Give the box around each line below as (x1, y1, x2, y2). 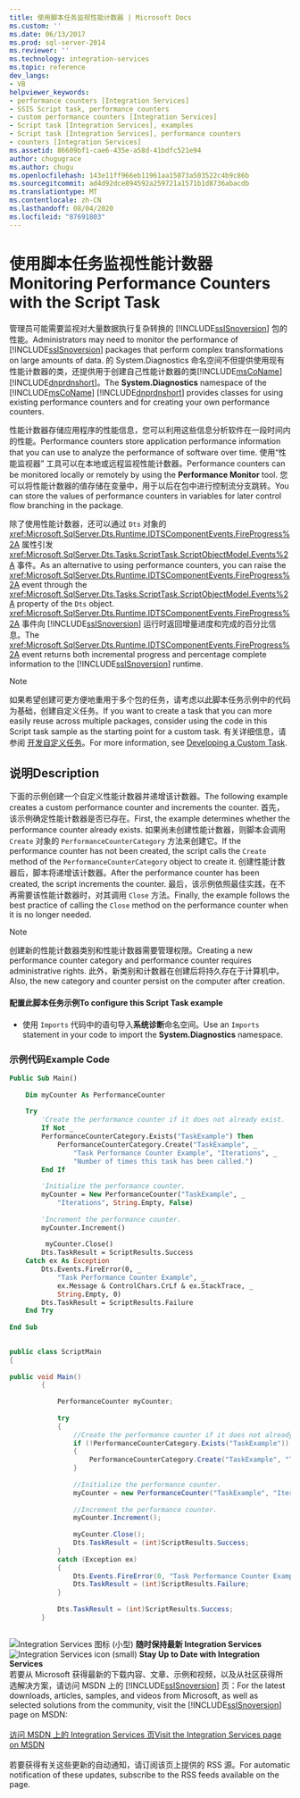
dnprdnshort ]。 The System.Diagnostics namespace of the (48, 377, 267, 388)
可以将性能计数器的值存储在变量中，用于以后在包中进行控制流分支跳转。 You (9, 480, 290, 491)
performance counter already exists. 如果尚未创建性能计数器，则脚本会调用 (9, 824, 287, 835)
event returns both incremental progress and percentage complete (21, 648, 267, 659)
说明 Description (9, 765, 100, 781)
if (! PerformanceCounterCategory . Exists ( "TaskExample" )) (72, 1439, 290, 1448)
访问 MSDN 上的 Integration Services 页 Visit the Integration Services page (9, 1729, 282, 1740)
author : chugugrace (9, 154, 82, 163)
